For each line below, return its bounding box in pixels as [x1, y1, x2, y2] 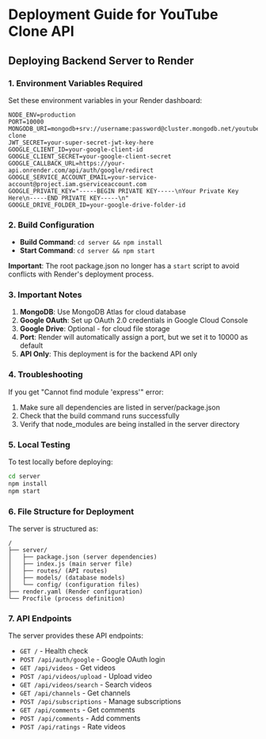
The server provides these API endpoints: [8, 631, 144, 641]
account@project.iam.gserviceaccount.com [8, 180, 147, 188]
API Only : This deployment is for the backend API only [19, 349, 198, 359]
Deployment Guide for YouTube [8, 6, 218, 24]
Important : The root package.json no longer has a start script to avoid [8, 261, 240, 271]
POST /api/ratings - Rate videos [19, 722, 126, 732]
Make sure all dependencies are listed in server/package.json [19, 402, 220, 412]
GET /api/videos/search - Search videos [19, 680, 152, 690]
